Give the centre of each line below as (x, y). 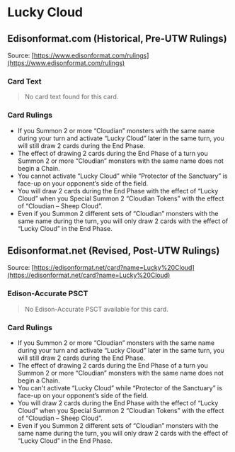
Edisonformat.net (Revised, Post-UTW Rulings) (114, 250)
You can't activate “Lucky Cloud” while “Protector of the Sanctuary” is (120, 388)
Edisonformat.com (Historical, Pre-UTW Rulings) (117, 39)
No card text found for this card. (71, 97)
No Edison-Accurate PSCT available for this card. (96, 309)
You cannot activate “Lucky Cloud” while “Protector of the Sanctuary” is (122, 176)
